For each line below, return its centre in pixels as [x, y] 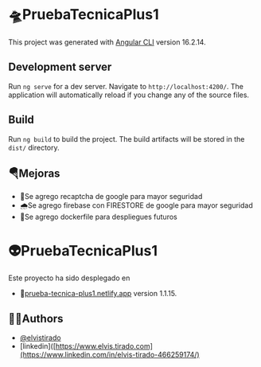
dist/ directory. [34, 147]
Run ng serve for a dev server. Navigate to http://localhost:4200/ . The [126, 86]
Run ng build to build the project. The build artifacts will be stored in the [127, 139]
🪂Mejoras [34, 173]
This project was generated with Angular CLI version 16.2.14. [107, 42]
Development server [60, 67]
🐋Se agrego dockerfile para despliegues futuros [98, 217]
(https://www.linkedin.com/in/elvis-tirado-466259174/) [110, 355]
